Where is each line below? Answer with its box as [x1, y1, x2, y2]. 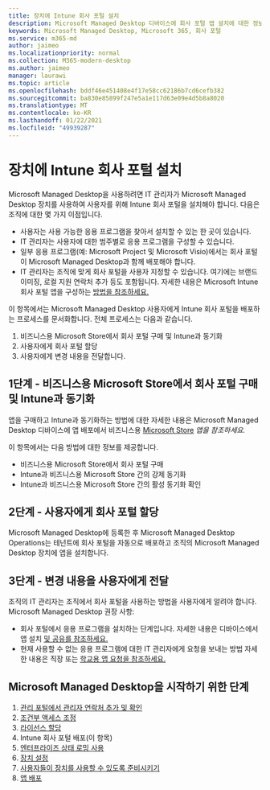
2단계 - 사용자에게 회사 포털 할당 [8, 504, 159, 519]
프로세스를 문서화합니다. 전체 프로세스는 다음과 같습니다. [16, 314, 193, 323]
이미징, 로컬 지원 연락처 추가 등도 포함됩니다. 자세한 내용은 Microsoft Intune [19, 277, 259, 286]
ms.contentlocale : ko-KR [8, 109, 92, 117]
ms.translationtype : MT [8, 101, 88, 109]
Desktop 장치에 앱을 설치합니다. [8, 548, 109, 558]
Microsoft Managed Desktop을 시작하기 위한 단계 [8, 680, 249, 693]
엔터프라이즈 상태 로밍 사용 [19, 743, 104, 752]
